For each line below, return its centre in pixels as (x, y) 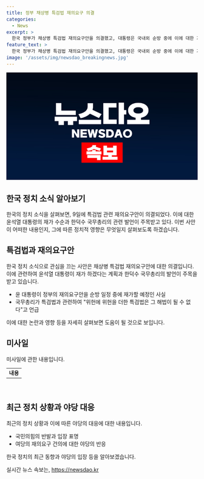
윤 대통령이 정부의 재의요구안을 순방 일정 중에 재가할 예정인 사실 (90, 294)
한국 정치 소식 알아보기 (46, 198)
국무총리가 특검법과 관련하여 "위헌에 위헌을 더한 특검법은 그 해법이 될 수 (100, 302)
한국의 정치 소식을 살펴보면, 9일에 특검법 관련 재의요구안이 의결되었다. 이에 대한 (100, 214)
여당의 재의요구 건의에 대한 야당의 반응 (60, 444)
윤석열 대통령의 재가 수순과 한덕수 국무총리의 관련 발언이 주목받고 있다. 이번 (95, 222)
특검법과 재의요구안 (40, 250)
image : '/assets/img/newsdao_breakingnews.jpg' (68, 58)
